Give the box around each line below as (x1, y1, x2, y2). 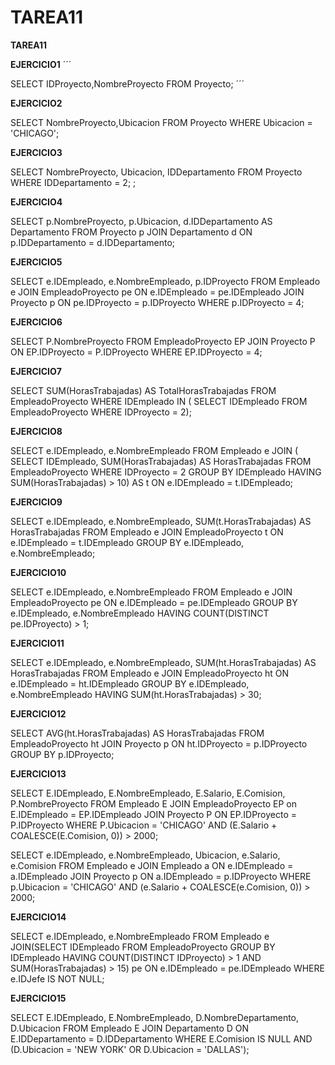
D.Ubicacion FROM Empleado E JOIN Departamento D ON (10, 1022, 250, 1034)
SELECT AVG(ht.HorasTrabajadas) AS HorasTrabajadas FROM (10, 727, 265, 739)
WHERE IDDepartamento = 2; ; (10, 176, 137, 188)
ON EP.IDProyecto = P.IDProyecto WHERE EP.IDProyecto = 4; (10, 346, 263, 358)
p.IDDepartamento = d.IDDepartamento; (10, 236, 176, 248)
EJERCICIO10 (10, 566, 67, 578)
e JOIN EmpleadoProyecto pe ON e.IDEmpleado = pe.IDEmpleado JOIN (10, 286, 305, 298)
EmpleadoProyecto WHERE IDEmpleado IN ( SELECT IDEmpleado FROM (10, 395, 308, 407)
